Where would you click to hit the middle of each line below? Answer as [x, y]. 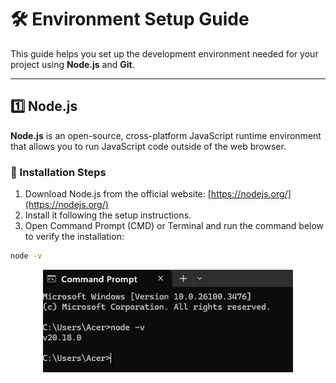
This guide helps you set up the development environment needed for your [164, 53]
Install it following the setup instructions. [108, 215]
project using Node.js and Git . [72, 64]
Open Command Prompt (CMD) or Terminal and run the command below [174, 226]
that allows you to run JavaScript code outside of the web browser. [148, 146]
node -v [26, 256]
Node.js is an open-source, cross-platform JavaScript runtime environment [166, 135]
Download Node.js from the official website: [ [118, 194]
